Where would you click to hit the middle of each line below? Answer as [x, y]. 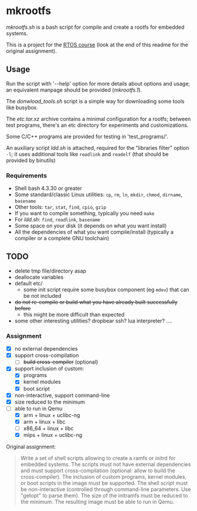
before [23, 308]
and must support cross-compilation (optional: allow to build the [98, 470]
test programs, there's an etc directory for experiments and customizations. [97, 125]
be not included [42, 295]
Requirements [27, 176]
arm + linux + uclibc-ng [52, 415]
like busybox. [22, 107]
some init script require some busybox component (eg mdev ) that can [106, 290]
